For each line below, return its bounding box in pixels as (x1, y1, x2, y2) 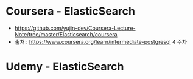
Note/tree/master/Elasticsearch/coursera (14, 30, 118, 38)
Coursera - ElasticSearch (5, 4, 135, 18)
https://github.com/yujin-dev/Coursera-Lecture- (14, 24, 136, 32)
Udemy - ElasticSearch (5, 60, 124, 74)
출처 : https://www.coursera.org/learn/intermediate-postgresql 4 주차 (14, 38, 188, 45)
